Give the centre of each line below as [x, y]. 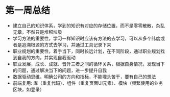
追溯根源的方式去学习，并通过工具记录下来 [66, 44]
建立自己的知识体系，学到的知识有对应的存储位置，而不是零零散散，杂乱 [89, 26]
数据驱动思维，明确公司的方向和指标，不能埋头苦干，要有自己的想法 [84, 77]
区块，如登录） [28, 89]
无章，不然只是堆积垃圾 [37, 32]
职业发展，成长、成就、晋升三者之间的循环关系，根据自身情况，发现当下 [89, 64]
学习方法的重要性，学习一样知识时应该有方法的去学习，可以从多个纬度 [87, 38]
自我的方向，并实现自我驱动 [46, 57]
